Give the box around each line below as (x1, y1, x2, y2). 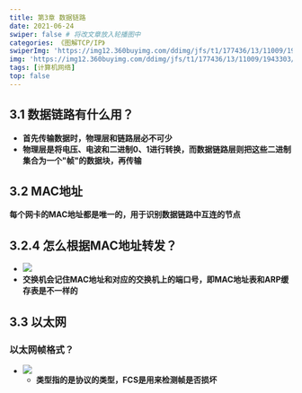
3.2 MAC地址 (9, 183, 84, 198)
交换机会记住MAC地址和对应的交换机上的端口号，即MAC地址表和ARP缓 (22, 275, 289, 285)
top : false (9, 72, 50, 81)
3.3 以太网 (9, 314, 67, 329)
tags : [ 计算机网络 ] (9, 64, 75, 73)
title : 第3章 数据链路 (9, 13, 86, 22)
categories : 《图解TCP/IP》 (9, 38, 105, 48)
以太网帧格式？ (9, 343, 75, 355)
